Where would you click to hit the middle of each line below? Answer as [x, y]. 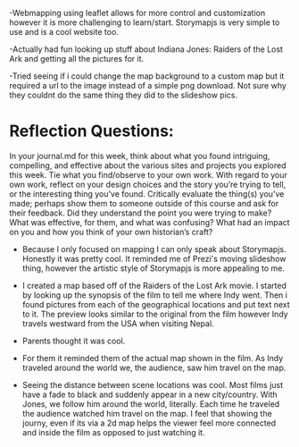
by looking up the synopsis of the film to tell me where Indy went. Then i [155, 295]
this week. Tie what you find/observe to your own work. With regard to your [149, 174]
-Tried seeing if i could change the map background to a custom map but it [147, 76]
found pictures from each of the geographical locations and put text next [156, 304]
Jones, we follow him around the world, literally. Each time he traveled [151, 404]
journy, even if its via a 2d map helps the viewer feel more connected [149, 423]
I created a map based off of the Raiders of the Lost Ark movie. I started [154, 285]
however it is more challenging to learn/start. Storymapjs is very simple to [145, 22]
